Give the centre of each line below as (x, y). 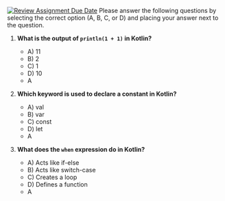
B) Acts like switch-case (61, 170)
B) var (36, 114)
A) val (36, 107)
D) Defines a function (57, 184)
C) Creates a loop (52, 177)
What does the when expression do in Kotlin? (81, 149)
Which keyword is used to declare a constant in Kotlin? (97, 94)
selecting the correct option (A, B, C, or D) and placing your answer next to (113, 18)
